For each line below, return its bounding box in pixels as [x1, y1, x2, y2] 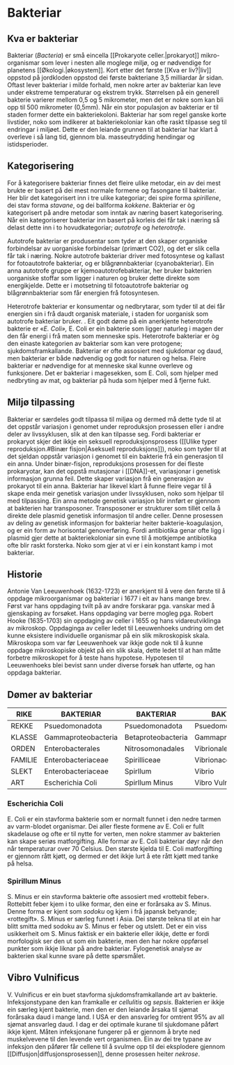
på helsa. [7, 859, 33, 868]
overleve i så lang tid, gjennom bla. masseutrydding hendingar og [7, 133, 195, 141]
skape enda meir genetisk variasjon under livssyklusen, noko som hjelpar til [7, 489, 224, 497]
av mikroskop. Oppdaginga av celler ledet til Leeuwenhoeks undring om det [7, 624, 224, 633]
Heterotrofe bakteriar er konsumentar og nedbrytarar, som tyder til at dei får [7, 302, 225, 310]
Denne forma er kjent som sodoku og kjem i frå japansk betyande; [7, 907, 197, 915]
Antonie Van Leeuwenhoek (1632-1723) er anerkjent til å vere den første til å [7, 587, 226, 596]
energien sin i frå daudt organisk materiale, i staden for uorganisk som [7, 309, 209, 318]
